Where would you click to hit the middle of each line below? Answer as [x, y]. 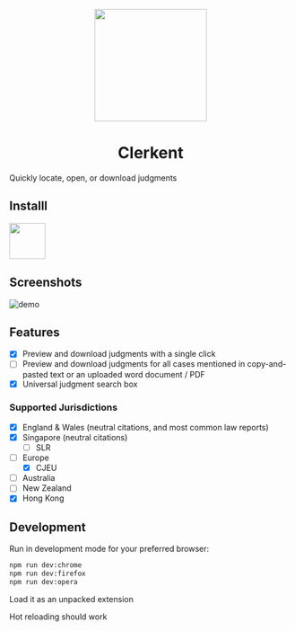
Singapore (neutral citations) [75, 437]
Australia [39, 478]
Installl [28, 206]
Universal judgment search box [80, 384]
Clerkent [151, 153]
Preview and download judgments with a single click [119, 354]
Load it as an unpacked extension [72, 599]
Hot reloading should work [58, 617]
